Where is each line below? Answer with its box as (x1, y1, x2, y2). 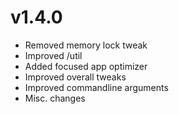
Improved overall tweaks (24, 71, 127, 83)
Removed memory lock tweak (24, 39, 148, 51)
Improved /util (24, 49, 83, 61)
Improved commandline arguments (24, 81, 169, 93)
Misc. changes (24, 92, 86, 104)
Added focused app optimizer (24, 60, 148, 72)
